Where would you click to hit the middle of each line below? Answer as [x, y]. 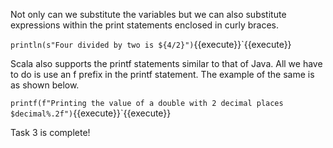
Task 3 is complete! [50, 132]
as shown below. [45, 85]
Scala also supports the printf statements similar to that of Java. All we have [166, 63]
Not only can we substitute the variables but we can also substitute [148, 14]
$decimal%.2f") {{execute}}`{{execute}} [91, 113]
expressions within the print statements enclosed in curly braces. [145, 25]
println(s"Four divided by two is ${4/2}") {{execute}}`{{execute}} [151, 44]
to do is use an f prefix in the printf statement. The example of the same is [162, 74]
